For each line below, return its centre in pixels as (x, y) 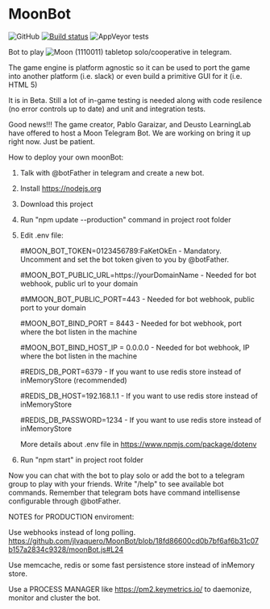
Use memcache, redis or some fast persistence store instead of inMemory (132, 565)
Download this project (56, 204)
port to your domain (53, 308)
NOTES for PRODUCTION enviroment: (71, 516)
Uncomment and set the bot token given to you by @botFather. (125, 259)
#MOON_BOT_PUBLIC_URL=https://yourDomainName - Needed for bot (138, 275)
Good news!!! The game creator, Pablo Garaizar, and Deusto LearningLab (130, 124)
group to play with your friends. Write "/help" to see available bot (116, 483)
